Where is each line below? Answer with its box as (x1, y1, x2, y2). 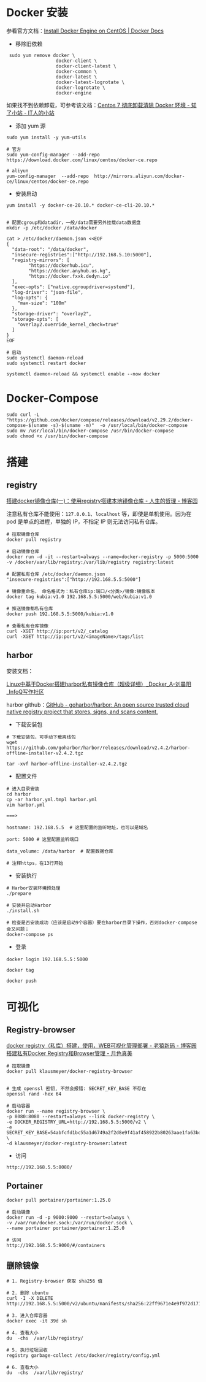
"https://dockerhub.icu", (28, 262, 95, 269)
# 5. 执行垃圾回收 (6, 1347, 48, 1353)
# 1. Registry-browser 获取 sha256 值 (6, 1278, 103, 1284)
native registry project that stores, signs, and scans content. (6, 708, 158, 715)
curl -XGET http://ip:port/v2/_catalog (6, 628, 109, 634)
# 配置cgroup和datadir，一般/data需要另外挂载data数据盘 (6, 219, 141, 226)
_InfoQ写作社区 (6, 688, 45, 695)
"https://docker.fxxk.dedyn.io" (28, 273, 112, 279)
